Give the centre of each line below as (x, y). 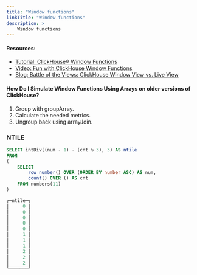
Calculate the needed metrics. (53, 115)
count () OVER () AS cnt (58, 178)
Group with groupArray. (44, 109)
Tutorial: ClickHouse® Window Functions (66, 62)
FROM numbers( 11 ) (39, 184)
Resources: (21, 48)
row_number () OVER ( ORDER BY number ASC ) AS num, (92, 173)
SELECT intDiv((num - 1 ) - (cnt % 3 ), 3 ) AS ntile (72, 150)
